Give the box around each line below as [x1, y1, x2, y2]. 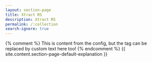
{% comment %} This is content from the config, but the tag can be [5, 40, 147, 46]
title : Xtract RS [5, 12, 42, 17]
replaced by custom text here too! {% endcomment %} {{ [5, 46, 126, 52]
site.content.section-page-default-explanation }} [5, 51, 108, 57]
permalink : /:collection [5, 21, 58, 27]
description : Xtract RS [5, 17, 56, 22]
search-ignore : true [5, 26, 49, 32]
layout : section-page [5, 7, 52, 13]
